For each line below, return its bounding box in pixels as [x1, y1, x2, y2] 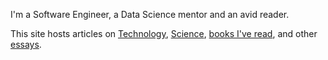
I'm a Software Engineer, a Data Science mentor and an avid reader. [10, 9, 290, 20]
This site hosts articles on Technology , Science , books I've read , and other [10, 28, 318, 39]
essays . [10, 39, 42, 50]
